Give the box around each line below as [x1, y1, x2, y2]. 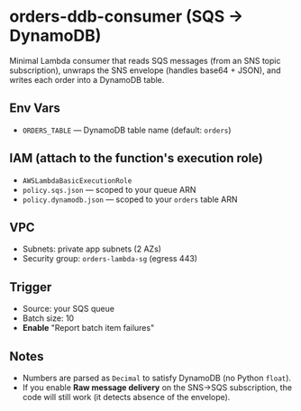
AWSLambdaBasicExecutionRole [22, 176, 132, 186]
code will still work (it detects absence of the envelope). [22, 392, 231, 402]
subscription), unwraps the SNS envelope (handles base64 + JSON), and [9, 65, 281, 76]
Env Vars [9, 101, 60, 116]
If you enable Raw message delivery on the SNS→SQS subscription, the [22, 382, 293, 393]
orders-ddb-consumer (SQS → [9, 6, 244, 27]
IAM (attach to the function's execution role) [9, 151, 264, 166]
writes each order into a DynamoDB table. [9, 74, 165, 85]
